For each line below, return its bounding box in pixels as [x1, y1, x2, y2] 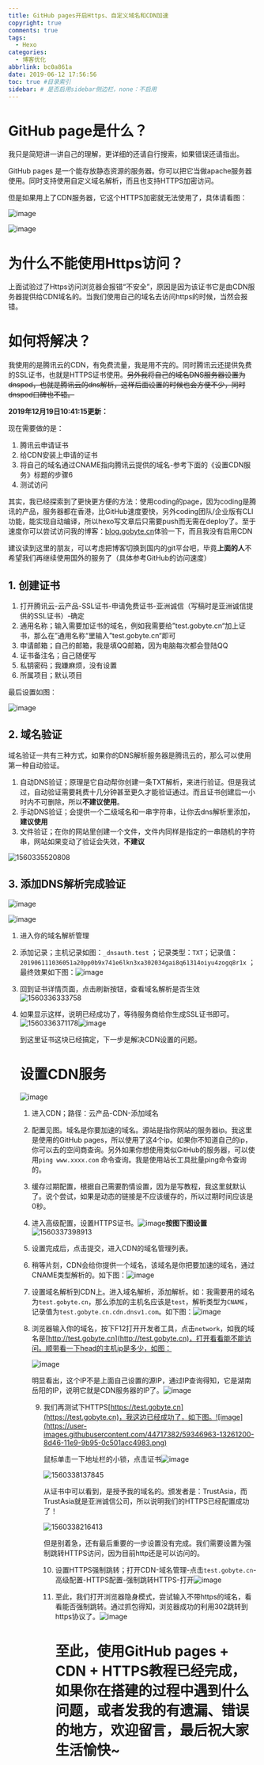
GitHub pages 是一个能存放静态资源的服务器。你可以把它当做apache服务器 [8, 166, 253, 176]
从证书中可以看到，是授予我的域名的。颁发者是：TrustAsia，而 [43, 1486, 247, 1496]
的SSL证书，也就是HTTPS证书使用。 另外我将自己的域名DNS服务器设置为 [8, 370, 246, 380]
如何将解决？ [8, 333, 92, 351]
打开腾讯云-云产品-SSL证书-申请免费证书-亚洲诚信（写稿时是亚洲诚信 [19, 601, 247, 611]
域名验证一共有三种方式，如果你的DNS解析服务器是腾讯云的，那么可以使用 [8, 750, 251, 760]
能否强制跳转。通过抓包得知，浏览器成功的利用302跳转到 [62, 1601, 249, 1611]
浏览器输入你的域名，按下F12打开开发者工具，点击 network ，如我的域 [31, 1323, 255, 1333]
